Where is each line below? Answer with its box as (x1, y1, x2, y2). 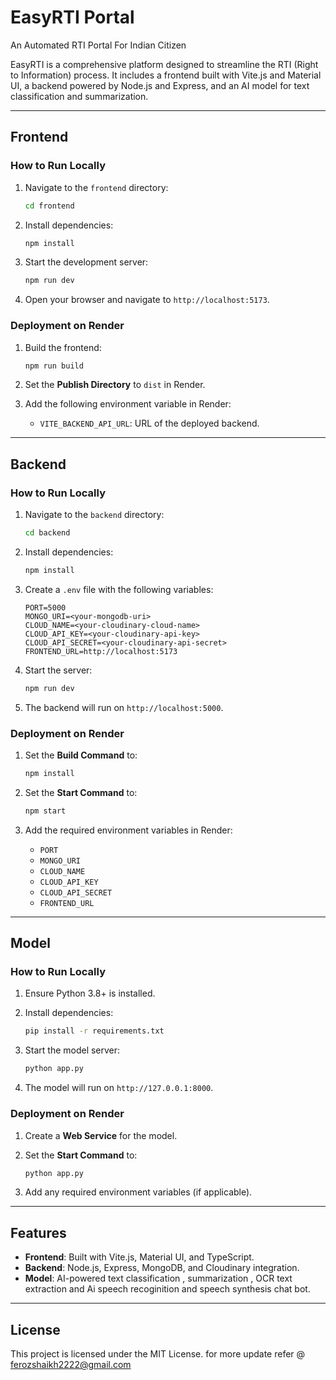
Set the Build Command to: (24, 749, 138, 761)
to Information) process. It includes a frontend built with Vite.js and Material (10, 69, 322, 81)
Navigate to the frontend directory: (24, 181, 169, 193)
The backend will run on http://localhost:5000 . (24, 701, 224, 713)
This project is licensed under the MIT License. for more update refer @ (10, 1348, 306, 1360)
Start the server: (24, 664, 93, 676)
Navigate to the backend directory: (24, 509, 165, 521)
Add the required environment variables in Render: (24, 824, 233, 836)
